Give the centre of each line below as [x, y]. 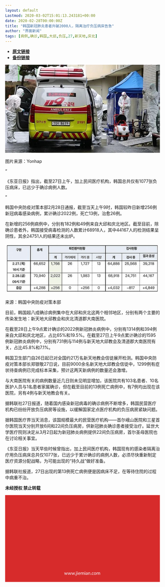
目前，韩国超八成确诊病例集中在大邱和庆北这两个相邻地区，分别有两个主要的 [82, 312]
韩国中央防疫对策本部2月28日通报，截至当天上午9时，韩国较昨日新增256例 [81, 207]
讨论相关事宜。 [24, 438]
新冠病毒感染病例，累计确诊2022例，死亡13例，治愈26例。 [65, 213]
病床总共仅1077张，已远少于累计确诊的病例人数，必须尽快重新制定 [89, 454]
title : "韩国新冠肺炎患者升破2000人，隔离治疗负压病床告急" [60, 26]
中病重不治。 [18, 477]
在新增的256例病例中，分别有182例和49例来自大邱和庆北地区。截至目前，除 [82, 224]
